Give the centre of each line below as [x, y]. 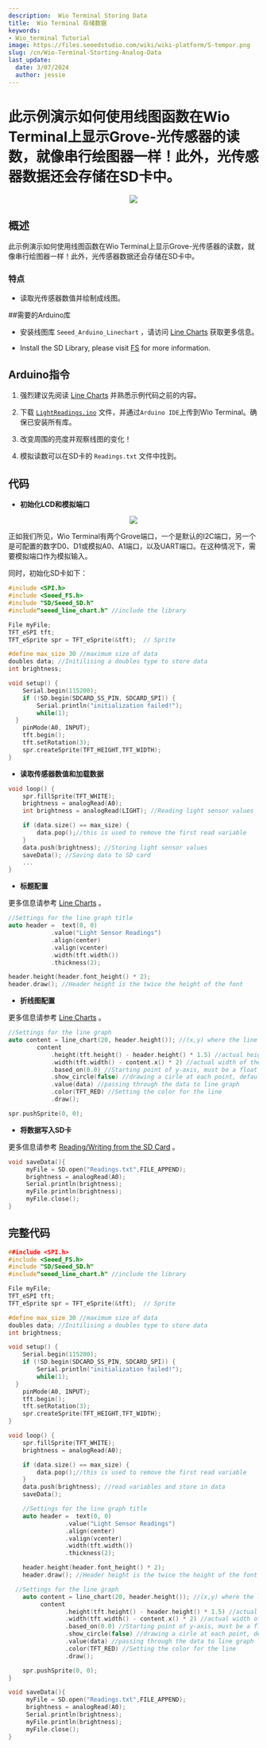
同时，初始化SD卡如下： [48, 573]
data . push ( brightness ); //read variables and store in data [124, 1487]
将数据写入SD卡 [46, 1129]
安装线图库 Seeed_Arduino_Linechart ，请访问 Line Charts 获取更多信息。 [139, 332]
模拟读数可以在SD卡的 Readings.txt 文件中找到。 [100, 456]
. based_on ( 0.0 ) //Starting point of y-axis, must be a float [154, 1070]
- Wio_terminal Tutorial [49, 38]
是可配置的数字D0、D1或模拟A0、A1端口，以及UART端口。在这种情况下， [128, 546]
